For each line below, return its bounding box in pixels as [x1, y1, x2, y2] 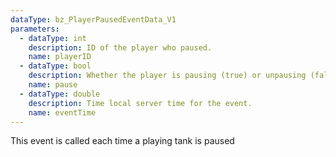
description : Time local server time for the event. [28, 98, 253, 108]
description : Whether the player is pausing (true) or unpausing [28, 71, 307, 81]
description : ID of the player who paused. [28, 42, 213, 53]
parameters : [10, 24, 60, 34]
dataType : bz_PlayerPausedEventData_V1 [10, 14, 177, 25]
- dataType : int [19, 33, 87, 43]
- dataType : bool [19, 61, 92, 71]
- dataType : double [19, 89, 101, 99]
